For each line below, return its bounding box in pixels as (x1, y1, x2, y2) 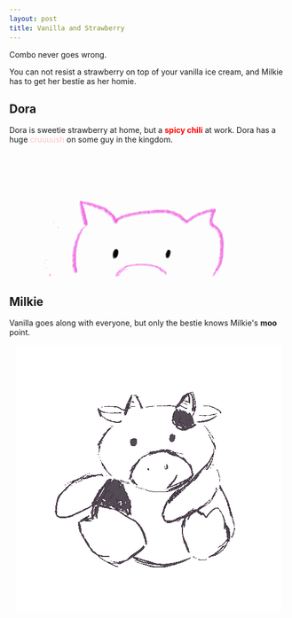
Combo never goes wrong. (9, 49, 107, 59)
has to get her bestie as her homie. (9, 75, 137, 86)
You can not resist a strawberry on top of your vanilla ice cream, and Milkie (9, 66, 284, 77)
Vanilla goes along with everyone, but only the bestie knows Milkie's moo (9, 317, 278, 328)
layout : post (9, 14, 58, 23)
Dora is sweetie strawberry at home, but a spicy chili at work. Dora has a (9, 125, 277, 136)
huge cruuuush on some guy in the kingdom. (9, 134, 173, 145)
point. (9, 327, 31, 338)
